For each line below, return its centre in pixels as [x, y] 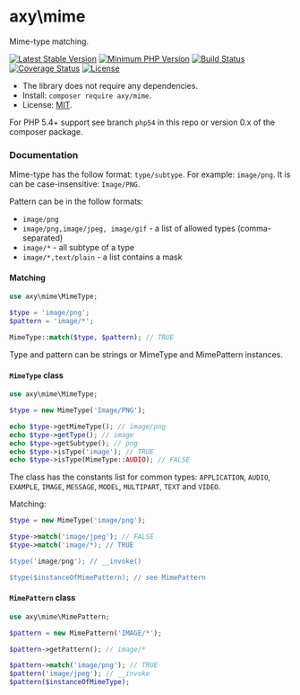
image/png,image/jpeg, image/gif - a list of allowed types [129, 229]
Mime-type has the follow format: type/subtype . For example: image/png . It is [150, 175]
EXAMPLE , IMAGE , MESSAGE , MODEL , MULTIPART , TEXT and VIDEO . [115, 487]
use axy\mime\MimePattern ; [60, 617]
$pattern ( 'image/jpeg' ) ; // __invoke [80, 674]
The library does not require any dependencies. [110, 85]
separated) [43, 238]
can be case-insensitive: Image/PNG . [75, 184]
